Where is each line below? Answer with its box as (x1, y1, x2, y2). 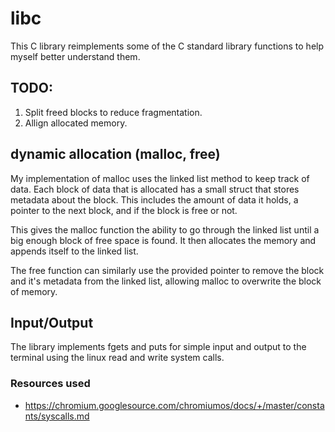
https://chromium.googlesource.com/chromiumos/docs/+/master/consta (24, 399, 325, 411)
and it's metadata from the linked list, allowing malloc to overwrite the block (10, 275, 322, 287)
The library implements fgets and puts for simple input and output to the (10, 341, 307, 353)
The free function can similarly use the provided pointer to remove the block (10, 264, 325, 276)
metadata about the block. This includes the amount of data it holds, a (10, 193, 299, 206)
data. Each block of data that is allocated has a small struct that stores (10, 183, 300, 195)
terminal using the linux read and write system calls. (10, 352, 225, 364)
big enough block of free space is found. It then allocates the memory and (10, 234, 317, 246)
